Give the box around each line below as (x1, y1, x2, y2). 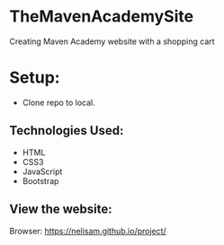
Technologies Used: (9, 123, 124, 138)
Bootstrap (22, 175, 59, 186)
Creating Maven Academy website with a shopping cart (9, 36, 215, 47)
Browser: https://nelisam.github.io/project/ (9, 225, 166, 236)
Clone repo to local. (22, 97, 96, 108)
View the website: (9, 202, 112, 217)
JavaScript (22, 166, 63, 177)
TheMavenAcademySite (9, 6, 194, 27)
